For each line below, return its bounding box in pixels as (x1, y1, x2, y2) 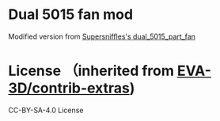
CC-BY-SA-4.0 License (8, 105, 84, 115)
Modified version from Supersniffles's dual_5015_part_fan (8, 32, 196, 41)
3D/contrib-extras (8, 79, 131, 97)
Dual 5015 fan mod (8, 6, 133, 24)
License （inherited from (8, 62, 174, 80)
